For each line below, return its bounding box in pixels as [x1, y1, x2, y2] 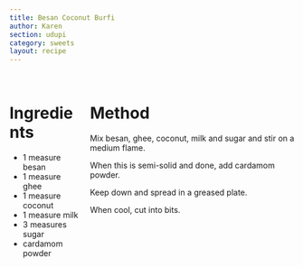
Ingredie [9, 103, 74, 124]
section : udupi [9, 30, 67, 39]
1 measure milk [22, 209, 79, 221]
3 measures [22, 219, 68, 230]
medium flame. [90, 143, 147, 153]
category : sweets [9, 38, 75, 48]
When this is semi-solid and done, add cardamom [90, 160, 276, 171]
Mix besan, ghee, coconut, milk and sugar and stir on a [90, 133, 295, 144]
